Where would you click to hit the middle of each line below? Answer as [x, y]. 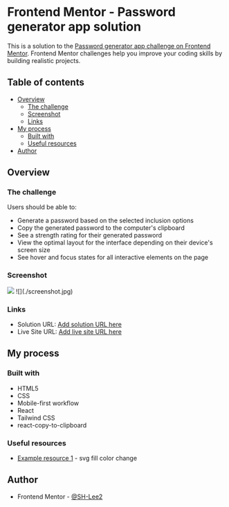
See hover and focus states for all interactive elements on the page [113, 258]
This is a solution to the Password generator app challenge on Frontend [109, 46]
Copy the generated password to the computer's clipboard [101, 228]
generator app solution [74, 27]
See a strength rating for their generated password [90, 235]
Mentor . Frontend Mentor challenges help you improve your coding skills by [115, 53]
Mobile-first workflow [48, 403]
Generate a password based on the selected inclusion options [105, 221]
